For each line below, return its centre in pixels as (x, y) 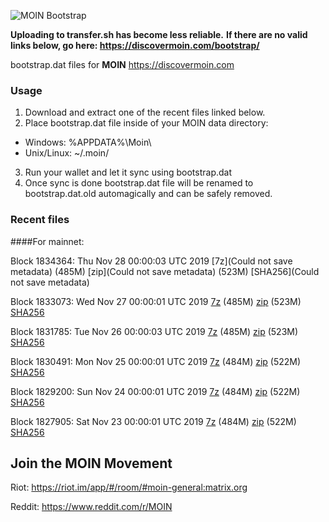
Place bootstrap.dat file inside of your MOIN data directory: (146, 123)
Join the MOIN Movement (91, 463)
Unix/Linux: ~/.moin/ (67, 153)
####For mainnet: (47, 241)
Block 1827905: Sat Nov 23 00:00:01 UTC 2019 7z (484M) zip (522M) (153, 421)
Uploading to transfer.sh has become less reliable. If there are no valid (159, 34)
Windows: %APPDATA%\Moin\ (88, 142)
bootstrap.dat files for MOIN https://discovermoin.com (122, 64)
